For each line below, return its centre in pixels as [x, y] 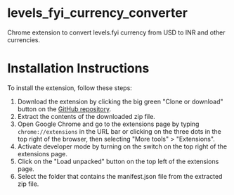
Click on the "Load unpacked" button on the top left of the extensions [118, 161]
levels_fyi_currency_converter [98, 13]
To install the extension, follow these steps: [70, 88]
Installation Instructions [78, 69]
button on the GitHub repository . [64, 109]
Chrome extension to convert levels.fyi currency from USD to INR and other [116, 32]
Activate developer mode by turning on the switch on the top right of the [122, 146]
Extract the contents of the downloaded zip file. [86, 116]
